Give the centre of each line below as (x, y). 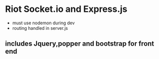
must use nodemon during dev (43, 23)
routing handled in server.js (40, 28)
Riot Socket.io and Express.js (66, 9)
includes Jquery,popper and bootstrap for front (80, 44)
